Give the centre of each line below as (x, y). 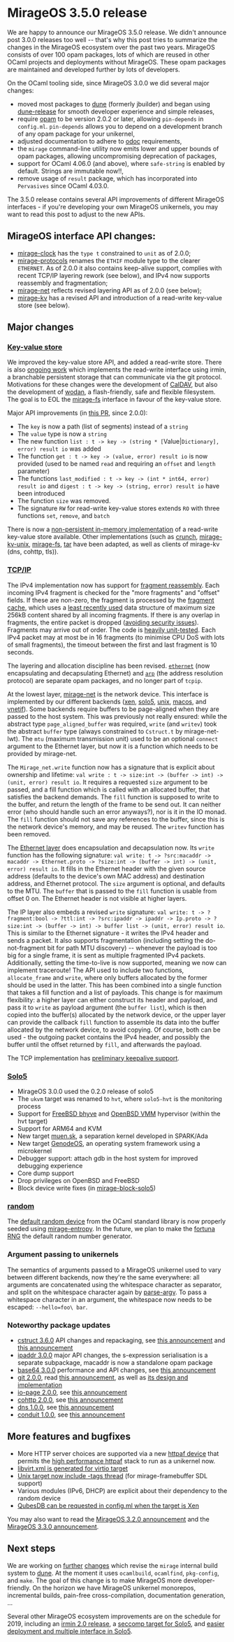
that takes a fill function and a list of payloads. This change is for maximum (115, 992)
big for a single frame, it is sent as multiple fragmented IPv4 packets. (107, 955)
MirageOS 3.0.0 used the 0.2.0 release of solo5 (85, 1092)
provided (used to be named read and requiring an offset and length (116, 464)
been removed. (29, 834)
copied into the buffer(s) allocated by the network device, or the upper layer (117, 1015)
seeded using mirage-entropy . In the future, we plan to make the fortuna (111, 1229)
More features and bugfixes (69, 1437)
